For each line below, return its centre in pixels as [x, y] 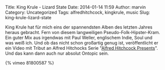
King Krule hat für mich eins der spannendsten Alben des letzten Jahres [79, 27]
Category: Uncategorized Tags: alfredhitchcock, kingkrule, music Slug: [78, 12]
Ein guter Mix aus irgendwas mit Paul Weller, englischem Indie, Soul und [79, 37]
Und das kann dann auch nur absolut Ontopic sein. [57, 53]
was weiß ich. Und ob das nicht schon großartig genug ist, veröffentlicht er [82, 43]
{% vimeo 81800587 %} [30, 63]
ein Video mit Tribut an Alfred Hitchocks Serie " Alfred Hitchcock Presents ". [82, 48]
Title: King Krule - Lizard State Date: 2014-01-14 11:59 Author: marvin [76, 7]
